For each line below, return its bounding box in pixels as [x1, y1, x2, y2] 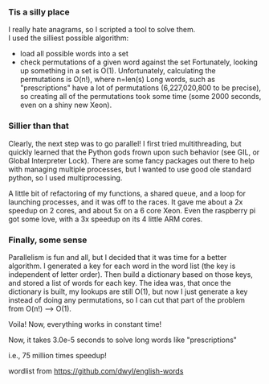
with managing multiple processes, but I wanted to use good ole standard [8, 164, 251, 174]
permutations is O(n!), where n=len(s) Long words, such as [19, 75, 215, 85]
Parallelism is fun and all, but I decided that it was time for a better [8, 252, 227, 262]
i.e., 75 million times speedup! [8, 350, 107, 360]
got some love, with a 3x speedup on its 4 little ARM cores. [8, 214, 203, 224]
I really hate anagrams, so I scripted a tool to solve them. [8, 25, 196, 35]
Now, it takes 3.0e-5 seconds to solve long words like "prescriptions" [8, 335, 237, 345]
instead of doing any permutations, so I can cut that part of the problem [8, 295, 245, 304]
